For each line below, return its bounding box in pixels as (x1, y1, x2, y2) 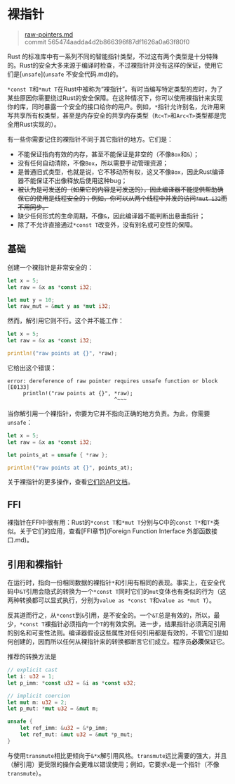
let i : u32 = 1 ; (7, 673, 55, 680)
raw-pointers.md (24, 30, 74, 39)
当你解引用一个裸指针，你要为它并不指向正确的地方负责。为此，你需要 (7, 409, 210, 418)
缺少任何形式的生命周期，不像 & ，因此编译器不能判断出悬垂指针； (17, 211, 206, 220)
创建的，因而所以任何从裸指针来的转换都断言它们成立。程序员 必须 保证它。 (13, 637, 229, 645)
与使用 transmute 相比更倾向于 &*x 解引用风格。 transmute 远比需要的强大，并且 (7, 751, 227, 759)
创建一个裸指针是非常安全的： (7, 263, 93, 271)
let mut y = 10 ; (7, 297, 55, 304)
